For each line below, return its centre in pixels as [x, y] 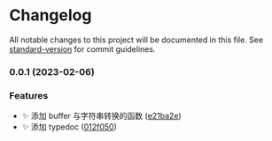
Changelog [51, 15]
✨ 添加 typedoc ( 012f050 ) [69, 127]
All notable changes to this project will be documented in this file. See [136, 40]
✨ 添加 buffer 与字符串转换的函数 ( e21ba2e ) [101, 116]
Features [29, 95]
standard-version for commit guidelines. [82, 48]
